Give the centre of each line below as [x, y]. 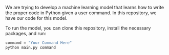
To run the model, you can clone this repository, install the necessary [78, 28]
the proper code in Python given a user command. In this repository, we [81, 13]
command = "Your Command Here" [39, 43]
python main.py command [31, 47]
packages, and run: [26, 33]
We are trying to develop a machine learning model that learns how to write [85, 7]
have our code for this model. [36, 18]
